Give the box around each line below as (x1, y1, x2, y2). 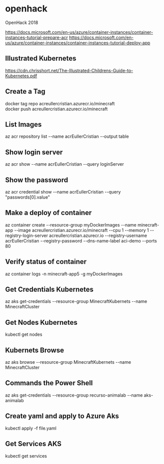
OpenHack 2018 (5, 19, 38, 25)
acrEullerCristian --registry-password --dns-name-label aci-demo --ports (5, 237, 157, 243)
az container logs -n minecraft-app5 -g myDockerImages (5, 270, 123, 277)
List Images (5, 120, 42, 129)
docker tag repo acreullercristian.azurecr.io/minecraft (5, 100, 115, 106)
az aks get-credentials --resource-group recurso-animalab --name (5, 392, 143, 398)
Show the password (5, 176, 68, 184)
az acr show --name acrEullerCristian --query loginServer (5, 161, 124, 167)
